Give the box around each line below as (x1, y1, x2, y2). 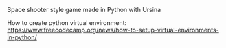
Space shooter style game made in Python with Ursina (7, 6, 161, 14)
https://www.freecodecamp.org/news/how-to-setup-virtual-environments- (7, 26, 220, 34)
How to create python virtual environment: (7, 19, 127, 26)
